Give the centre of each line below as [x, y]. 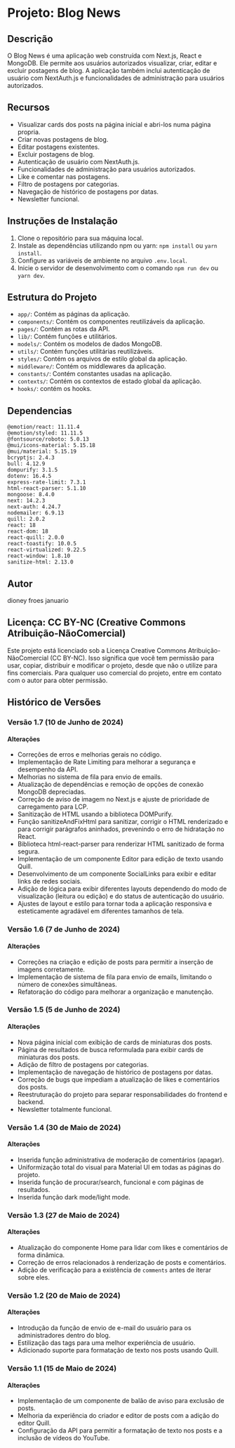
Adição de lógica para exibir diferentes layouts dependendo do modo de [122, 889]
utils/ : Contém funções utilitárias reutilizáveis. [86, 352]
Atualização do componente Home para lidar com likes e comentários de [122, 1247]
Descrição [30, 39]
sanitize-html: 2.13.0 [40, 562]
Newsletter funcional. [48, 199]
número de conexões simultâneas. [67, 984]
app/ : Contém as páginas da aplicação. [74, 314]
